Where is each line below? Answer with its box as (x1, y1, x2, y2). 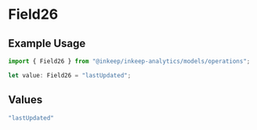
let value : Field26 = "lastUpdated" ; (8, 71, 132, 79)
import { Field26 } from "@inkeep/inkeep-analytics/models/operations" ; (8, 57, 251, 65)
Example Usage (8, 37, 86, 50)
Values (8, 93, 43, 107)
